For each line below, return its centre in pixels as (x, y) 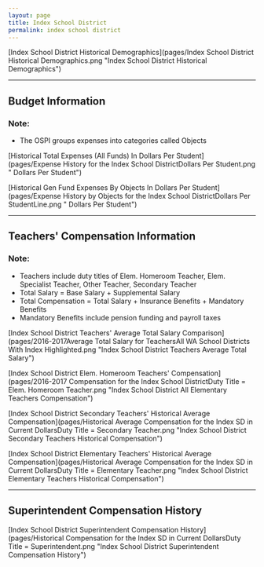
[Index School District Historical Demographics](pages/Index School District (131, 53)
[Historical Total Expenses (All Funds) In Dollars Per (92, 156)
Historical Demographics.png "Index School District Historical (108, 60)
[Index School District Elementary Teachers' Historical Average (110, 453)
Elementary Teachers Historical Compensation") (86, 478)
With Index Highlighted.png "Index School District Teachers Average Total (128, 349)
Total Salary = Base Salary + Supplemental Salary (100, 292)
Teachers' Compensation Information (102, 236)
